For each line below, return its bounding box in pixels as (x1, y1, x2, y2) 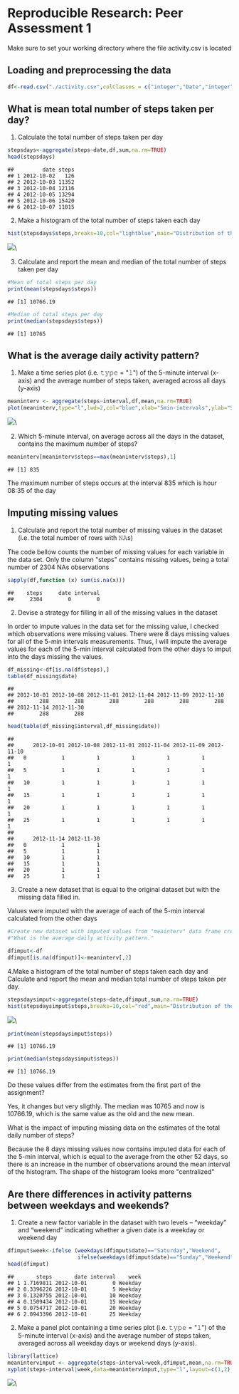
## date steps (7, 166, 75, 174)
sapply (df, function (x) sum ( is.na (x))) (7, 576, 126, 583)
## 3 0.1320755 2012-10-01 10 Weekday (7, 1291, 142, 1299)
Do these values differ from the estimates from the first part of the (7, 1081, 201, 1089)
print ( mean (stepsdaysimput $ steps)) (7, 1030, 113, 1037)
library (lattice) (7, 1352, 59, 1360)
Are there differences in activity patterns (7, 1188, 192, 1200)
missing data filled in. (17, 893, 80, 902)
